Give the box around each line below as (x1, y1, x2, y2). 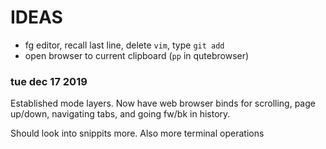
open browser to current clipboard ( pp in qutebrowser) (24, 49, 250, 61)
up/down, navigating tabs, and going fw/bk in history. (10, 108, 231, 120)
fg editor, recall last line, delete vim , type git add (24, 39, 225, 51)
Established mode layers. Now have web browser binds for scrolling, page (10, 97, 316, 110)
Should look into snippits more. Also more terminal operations (10, 127, 265, 140)
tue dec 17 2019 (10, 74, 88, 88)
